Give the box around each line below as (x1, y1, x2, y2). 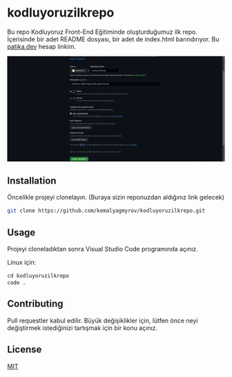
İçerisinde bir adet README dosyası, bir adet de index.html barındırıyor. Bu (7, 35, 220, 43)
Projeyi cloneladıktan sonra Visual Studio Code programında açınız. (7, 245, 198, 253)
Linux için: (7, 258, 37, 267)
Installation (7, 175, 57, 186)
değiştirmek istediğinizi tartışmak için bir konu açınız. (7, 323, 157, 332)
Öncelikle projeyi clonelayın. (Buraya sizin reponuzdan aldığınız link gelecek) (7, 193, 224, 202)
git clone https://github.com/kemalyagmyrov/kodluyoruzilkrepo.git (7, 207, 206, 215)
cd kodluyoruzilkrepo (7, 273, 70, 280)
